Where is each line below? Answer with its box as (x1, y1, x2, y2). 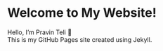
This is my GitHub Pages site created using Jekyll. (7, 35, 152, 43)
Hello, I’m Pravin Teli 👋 (7, 28, 72, 36)
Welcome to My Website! (7, 5, 157, 21)
